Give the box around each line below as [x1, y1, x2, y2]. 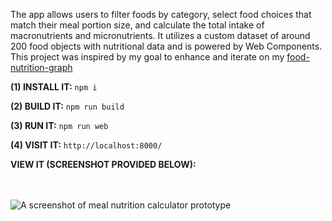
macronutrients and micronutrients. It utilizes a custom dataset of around [10, 30, 311, 41]
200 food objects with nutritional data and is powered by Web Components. [10, 40, 323, 52]
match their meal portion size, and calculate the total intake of [10, 19, 265, 31]
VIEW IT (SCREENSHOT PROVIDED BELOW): [10, 159, 197, 170]
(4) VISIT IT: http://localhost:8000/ [10, 139, 163, 151]
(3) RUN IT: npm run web [10, 120, 109, 131]
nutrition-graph [10, 62, 73, 73]
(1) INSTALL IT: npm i [10, 81, 98, 93]
